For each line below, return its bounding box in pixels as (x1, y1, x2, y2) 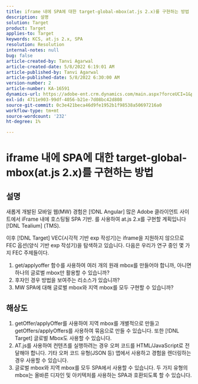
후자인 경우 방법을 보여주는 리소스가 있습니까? (14, 276, 120, 284)
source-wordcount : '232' (6, 113, 67, 119)
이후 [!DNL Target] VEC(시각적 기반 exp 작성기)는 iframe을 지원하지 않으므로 (6, 234, 184, 241)
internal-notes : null (6, 47, 60, 53)
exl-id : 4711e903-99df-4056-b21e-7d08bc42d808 (6, 96, 123, 102)
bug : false (6, 53, 33, 59)
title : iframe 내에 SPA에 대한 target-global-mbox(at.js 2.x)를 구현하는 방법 (6, 8, 190, 15)
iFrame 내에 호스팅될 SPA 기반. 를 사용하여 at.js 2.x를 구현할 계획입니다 (21, 215, 187, 222)
